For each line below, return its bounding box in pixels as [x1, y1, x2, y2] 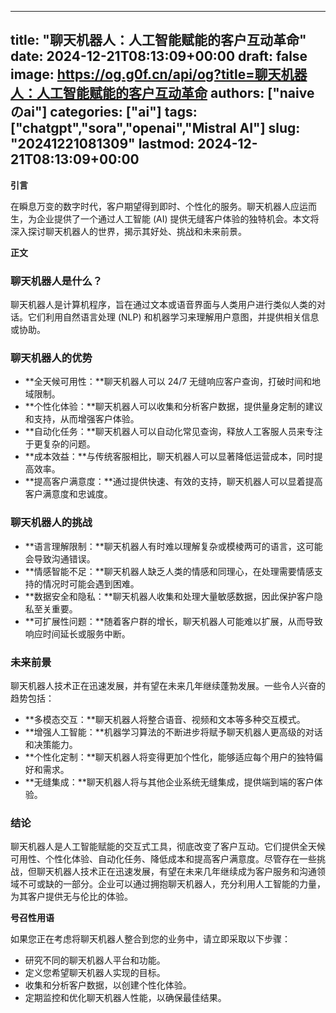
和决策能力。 [24, 739, 78, 750]
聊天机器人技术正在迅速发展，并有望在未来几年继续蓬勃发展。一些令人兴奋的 [10, 680, 326, 691]
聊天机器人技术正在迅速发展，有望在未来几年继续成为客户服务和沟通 [36, 866, 317, 878]
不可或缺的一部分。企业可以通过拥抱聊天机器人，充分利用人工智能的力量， [18, 878, 326, 890]
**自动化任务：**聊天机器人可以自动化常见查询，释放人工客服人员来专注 [24, 426, 323, 438]
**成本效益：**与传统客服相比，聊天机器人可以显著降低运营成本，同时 [24, 451, 315, 463]
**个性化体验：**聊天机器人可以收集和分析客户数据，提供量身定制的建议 [24, 401, 323, 413]
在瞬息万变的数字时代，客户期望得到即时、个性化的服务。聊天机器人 [10, 200, 291, 212]
